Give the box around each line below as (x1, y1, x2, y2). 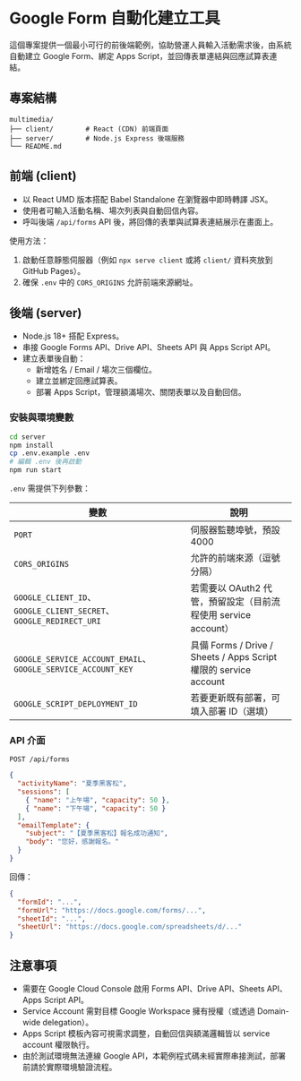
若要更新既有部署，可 (190, 691, 280, 704)
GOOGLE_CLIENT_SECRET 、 (13, 605, 115, 617)
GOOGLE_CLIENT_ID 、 (13, 591, 97, 604)
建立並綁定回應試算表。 (35, 375, 123, 386)
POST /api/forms (9, 755, 70, 764)
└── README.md (9, 142, 63, 150)
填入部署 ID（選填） (190, 705, 274, 717)
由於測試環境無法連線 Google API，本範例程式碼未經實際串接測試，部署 (21, 1051, 287, 1061)
